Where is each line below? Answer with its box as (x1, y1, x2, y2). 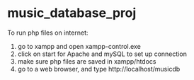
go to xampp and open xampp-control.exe (17, 42, 142, 50)
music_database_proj (7, 5, 137, 21)
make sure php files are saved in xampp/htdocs (17, 57, 156, 65)
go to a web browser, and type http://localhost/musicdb (17, 64, 181, 73)
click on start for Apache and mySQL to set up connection (17, 50, 188, 58)
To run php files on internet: (7, 28, 89, 37)
